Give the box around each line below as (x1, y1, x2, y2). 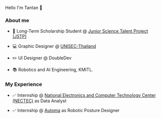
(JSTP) (12, 34, 27, 39)
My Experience (5, 81, 43, 88)
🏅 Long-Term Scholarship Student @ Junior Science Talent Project (12, 28, 149, 34)
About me (5, 17, 30, 24)
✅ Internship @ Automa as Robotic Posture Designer (12, 107, 120, 113)
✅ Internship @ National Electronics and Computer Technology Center (12, 92, 156, 98)
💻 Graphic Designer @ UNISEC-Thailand (12, 43, 97, 49)
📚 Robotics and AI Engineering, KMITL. (12, 67, 93, 73)
